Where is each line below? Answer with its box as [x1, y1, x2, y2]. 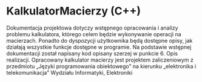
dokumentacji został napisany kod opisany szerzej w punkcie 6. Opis [6, 49, 178, 57]
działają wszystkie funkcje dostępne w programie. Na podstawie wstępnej [6, 43, 192, 51]
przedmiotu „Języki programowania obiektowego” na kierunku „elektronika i [6, 62, 197, 70]
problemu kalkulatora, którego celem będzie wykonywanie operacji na [6, 30, 182, 37]
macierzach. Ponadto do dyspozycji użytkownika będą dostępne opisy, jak [6, 37, 193, 44]
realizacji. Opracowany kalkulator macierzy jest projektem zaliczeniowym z [6, 56, 194, 63]
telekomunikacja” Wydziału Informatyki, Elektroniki [6, 69, 133, 76]
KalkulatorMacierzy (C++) [6, 4, 141, 18]
